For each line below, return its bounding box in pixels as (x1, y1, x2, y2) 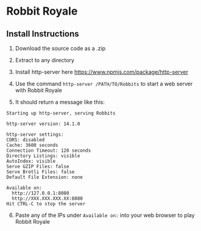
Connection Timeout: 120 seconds (6, 147, 91, 154)
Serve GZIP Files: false (6, 163, 69, 169)
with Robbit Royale (15, 87, 62, 94)
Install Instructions (6, 29, 79, 39)
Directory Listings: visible (6, 153, 80, 159)
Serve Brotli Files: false (6, 169, 75, 175)
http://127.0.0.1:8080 (12, 190, 69, 196)
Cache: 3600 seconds (6, 142, 59, 148)
